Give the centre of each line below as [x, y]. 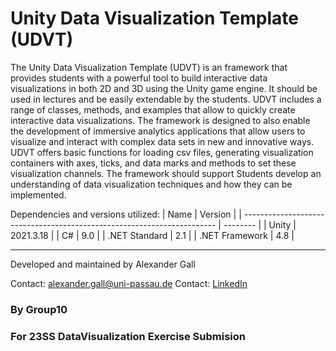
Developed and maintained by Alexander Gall [103, 264]
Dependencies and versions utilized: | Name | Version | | [126, 214]
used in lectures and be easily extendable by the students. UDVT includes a [166, 99]
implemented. [38, 194]
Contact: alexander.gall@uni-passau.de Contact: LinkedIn [129, 283]
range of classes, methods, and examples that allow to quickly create [153, 109]
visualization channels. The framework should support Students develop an [166, 173]
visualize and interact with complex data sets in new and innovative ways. [162, 141]
